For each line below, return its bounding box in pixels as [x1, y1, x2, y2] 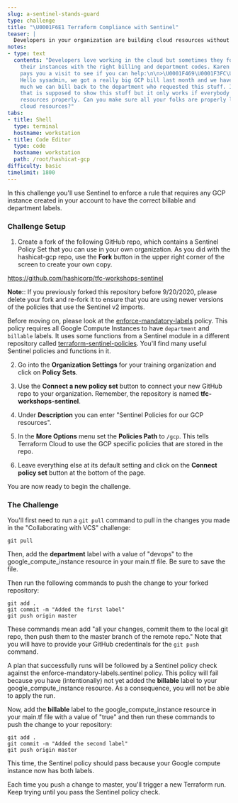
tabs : [7, 109, 23, 117]
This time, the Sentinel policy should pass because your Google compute [7, 759, 221, 767]
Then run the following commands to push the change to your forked [7, 578, 209, 587]
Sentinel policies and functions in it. [7, 346, 111, 355]
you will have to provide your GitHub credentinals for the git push [7, 640, 200, 649]
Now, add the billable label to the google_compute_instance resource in [7, 705, 217, 714]
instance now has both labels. [7, 767, 94, 775]
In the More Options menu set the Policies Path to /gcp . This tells [17, 431, 209, 441]
